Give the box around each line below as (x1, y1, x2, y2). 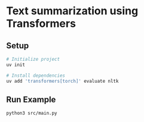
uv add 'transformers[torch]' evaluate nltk (6, 78, 119, 84)
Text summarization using (6, 4, 139, 18)
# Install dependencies (6, 73, 66, 79)
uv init (6, 61, 26, 68)
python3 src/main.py (6, 110, 58, 117)
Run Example (6, 94, 56, 105)
